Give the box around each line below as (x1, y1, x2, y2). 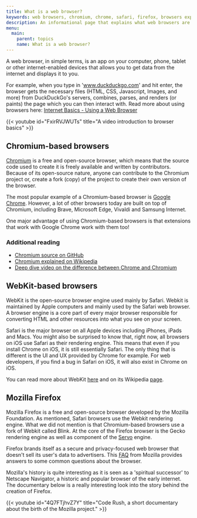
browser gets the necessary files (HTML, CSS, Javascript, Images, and (6, 88, 177, 95)
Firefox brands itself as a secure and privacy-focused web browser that (6, 445, 179, 452)
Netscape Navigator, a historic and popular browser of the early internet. (6, 475, 182, 482)
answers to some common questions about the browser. (6, 457, 142, 464)
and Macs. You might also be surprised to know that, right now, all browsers (6, 333, 189, 340)
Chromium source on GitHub (14, 251, 84, 258)
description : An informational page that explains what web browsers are (6, 19, 191, 25)
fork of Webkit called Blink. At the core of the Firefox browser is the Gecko (6, 427, 186, 434)
